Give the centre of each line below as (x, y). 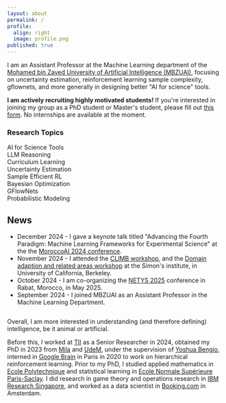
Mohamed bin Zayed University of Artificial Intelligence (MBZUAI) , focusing (113, 72)
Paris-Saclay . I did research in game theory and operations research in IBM (113, 379)
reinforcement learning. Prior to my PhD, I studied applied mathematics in (110, 364)
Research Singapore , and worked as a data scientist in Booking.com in (106, 386)
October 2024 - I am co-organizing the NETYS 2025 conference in (111, 280)
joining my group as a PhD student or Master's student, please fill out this (111, 107)
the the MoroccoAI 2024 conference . (69, 251)
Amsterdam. (24, 393)
